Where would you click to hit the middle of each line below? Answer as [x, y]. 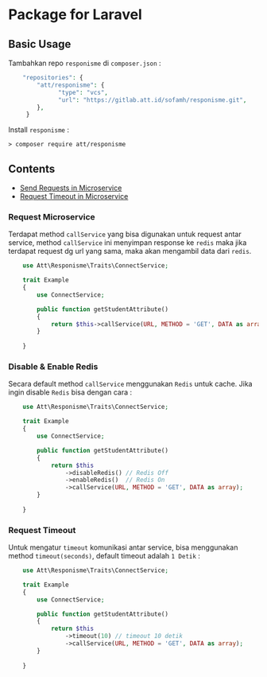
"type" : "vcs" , [83, 92]
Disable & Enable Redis [53, 367]
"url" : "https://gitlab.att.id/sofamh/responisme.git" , [153, 100]
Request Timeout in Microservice [74, 196]
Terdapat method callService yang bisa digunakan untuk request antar [125, 234]
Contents [32, 169]
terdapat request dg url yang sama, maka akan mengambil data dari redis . [130, 251]
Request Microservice [52, 216]
